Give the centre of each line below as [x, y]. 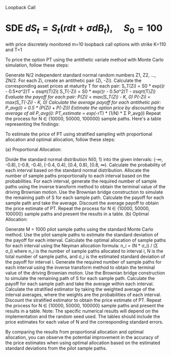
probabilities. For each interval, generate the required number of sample [81, 181]
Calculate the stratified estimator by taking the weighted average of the [80, 289]
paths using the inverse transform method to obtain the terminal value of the [86, 186]
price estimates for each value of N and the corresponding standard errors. [84, 322]
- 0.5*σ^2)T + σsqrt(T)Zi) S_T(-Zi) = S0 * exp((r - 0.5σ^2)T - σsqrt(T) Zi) [80, 91]
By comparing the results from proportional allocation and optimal [75, 332]
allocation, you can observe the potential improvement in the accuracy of [82, 337]
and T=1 [14, 50]
